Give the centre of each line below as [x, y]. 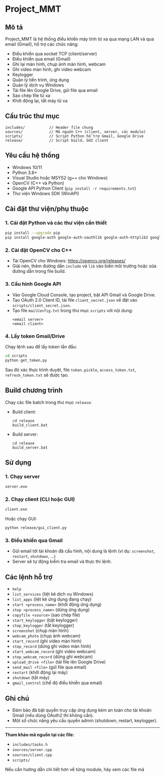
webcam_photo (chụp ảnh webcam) [46, 636]
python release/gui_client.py [36, 528]
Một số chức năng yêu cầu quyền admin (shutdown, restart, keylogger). [85, 720]
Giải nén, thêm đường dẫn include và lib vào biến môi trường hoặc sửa [84, 266]
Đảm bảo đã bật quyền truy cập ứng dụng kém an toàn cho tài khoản [82, 710]
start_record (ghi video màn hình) [47, 641]
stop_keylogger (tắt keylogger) [43, 626]
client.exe [16, 510]
